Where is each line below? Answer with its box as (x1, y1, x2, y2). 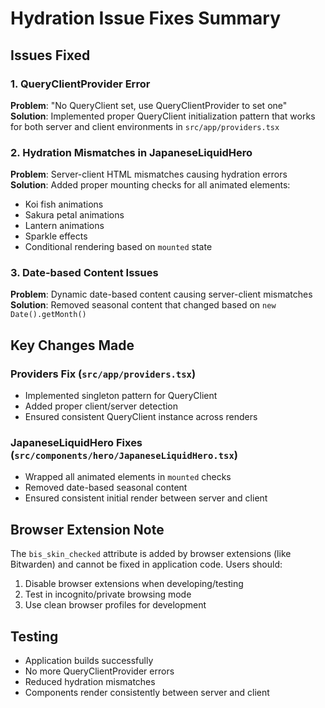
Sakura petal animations (24, 209, 125, 221)
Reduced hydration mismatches (24, 676, 156, 688)
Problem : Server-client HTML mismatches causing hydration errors (10, 168, 288, 181)
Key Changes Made (10, 337, 135, 354)
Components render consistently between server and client (24, 687, 270, 699)
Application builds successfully (24, 655, 154, 667)
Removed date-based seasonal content (24, 482, 188, 494)
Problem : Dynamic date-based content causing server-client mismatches (10, 288, 313, 301)
